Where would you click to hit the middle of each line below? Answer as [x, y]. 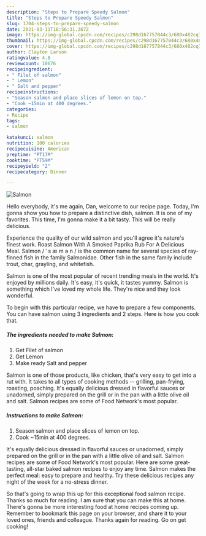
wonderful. [20, 296]
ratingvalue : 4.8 [29, 58]
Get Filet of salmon [39, 350]
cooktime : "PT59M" [30, 160]
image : [15, 35]
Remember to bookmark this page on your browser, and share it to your [97, 513]
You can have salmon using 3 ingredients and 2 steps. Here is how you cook [103, 314]
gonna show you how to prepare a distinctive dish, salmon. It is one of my [99, 213]
